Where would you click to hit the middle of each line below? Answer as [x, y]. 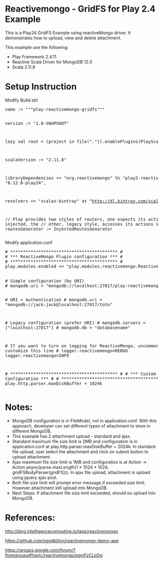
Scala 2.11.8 [24, 67]
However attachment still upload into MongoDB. [60, 488]
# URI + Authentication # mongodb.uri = [54, 299]
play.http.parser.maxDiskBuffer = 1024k [54, 383]
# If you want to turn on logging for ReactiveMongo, [70, 346]
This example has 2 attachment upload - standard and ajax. [71, 436]
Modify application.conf [29, 242]
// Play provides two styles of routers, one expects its [75, 219]
